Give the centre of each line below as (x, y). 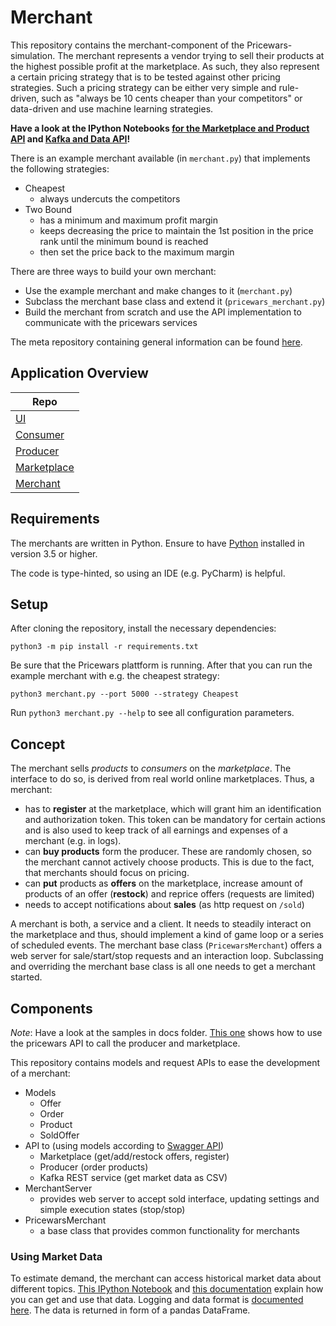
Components (51, 1008)
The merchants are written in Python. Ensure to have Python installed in (157, 543)
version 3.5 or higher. (54, 553)
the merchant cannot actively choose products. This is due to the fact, (169, 862)
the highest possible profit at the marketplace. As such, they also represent (165, 66)
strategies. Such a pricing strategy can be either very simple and (143, 87)
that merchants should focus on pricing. (107, 873)
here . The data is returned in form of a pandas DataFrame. (130, 1310)
